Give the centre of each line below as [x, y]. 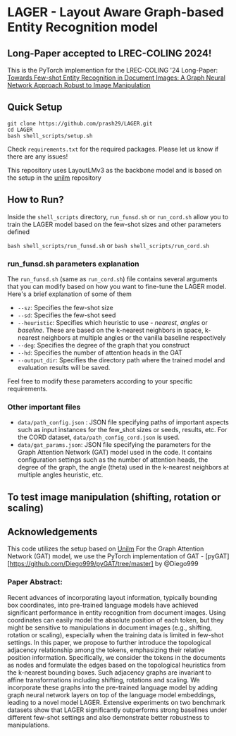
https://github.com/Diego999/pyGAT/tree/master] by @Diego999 [104, 564]
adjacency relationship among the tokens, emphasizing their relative [106, 650]
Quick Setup [35, 108]
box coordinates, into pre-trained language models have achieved [103, 605]
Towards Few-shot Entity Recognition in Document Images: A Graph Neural [116, 78]
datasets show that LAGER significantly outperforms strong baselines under [117, 710]
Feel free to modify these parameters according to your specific [100, 381]
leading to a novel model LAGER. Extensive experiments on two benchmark [116, 702]
